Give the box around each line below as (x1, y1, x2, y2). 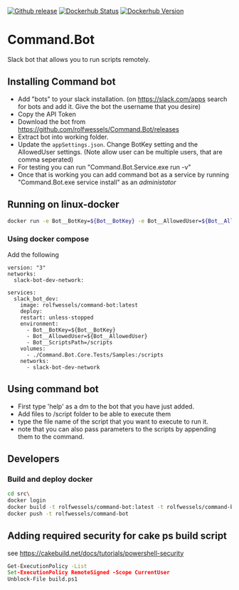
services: (7, 289, 37, 296)
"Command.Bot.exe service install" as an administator (17, 178, 176, 186)
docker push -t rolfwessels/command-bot (7, 510, 129, 517)
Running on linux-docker (7, 199, 119, 211)
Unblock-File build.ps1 (7, 576, 78, 583)
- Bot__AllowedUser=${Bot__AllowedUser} (26, 332, 148, 339)
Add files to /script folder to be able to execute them (17, 409, 171, 418)
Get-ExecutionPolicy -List (7, 562, 87, 569)
